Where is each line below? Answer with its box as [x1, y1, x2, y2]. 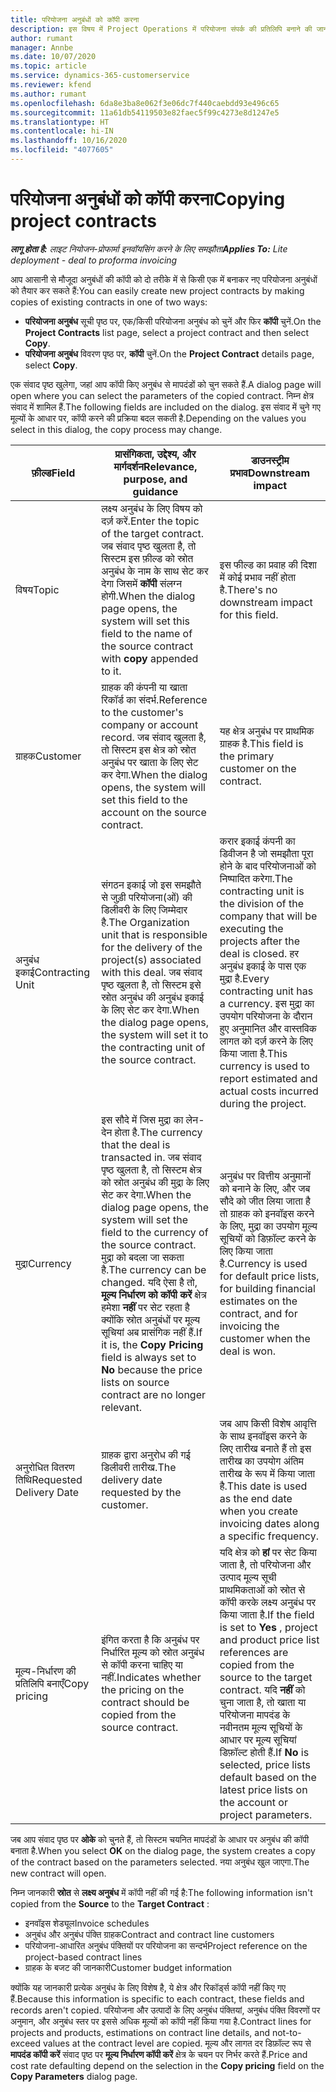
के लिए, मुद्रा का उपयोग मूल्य [219, 1219, 318, 1233]
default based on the [219, 1770, 317, 1784]
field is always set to [101, 1350, 197, 1364]
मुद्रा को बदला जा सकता [101, 1250, 185, 1264]
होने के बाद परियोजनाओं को [219, 859, 317, 873]
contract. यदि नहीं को [219, 1682, 306, 1696]
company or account [101, 717, 199, 731]
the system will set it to [101, 1027, 209, 1041]
